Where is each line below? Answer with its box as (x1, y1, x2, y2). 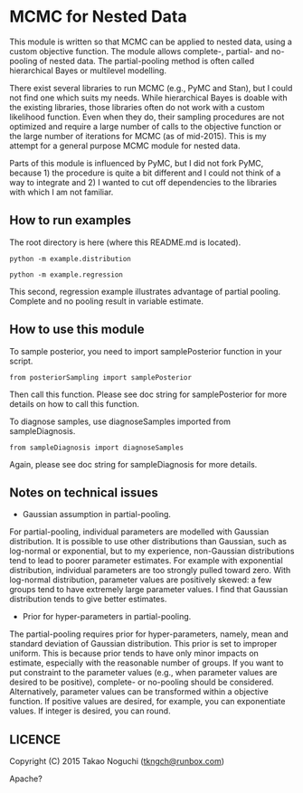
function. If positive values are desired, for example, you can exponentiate (9, 696, 286, 707)
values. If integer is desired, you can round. (9, 705, 171, 716)
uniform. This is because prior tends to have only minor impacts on (9, 648, 260, 659)
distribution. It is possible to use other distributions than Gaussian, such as (9, 536, 288, 547)
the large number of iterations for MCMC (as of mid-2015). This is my (9, 130, 267, 141)
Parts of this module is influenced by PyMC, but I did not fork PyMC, (9, 157, 264, 168)
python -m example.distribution (9, 254, 131, 263)
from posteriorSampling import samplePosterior (9, 373, 193, 382)
